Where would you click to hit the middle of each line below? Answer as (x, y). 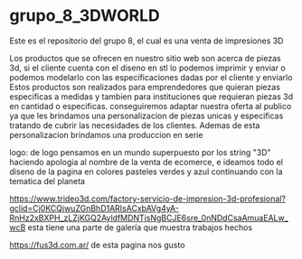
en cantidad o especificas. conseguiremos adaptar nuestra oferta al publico (151, 106)
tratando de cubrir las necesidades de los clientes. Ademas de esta (135, 125)
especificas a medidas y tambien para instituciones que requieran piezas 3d (151, 97)
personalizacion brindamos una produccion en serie (106, 134)
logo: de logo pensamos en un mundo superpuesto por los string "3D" (140, 152)
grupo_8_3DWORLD (85, 16)
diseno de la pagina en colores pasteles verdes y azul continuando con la (146, 171)
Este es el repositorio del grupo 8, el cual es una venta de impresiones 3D (146, 41)
